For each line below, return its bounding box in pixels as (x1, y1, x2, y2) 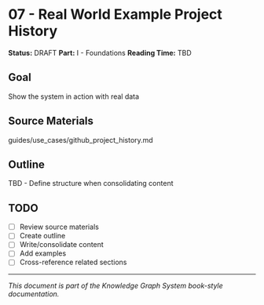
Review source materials (19, 222, 100, 232)
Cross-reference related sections (19, 257, 127, 267)
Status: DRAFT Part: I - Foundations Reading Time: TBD (8, 48, 192, 57)
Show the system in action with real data (8, 92, 140, 101)
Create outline (19, 231, 66, 241)
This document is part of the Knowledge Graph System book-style (8, 281, 224, 290)
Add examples (19, 249, 67, 258)
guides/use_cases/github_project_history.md (8, 135, 153, 144)
